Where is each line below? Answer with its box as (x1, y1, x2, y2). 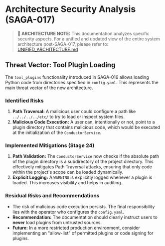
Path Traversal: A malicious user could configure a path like (12, 109, 136, 115)
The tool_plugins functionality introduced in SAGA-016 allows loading (5, 74, 149, 80)
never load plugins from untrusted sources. (12, 219, 102, 225)
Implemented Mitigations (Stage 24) (5, 142, 95, 149)
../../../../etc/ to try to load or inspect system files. (12, 114, 125, 120)
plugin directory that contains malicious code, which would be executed (12, 124, 161, 130)
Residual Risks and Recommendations (5, 192, 100, 199)
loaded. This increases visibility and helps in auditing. (12, 180, 123, 186)
